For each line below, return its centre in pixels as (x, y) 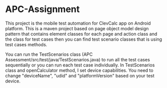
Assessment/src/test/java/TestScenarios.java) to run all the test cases (77, 59)
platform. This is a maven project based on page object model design (77, 28)
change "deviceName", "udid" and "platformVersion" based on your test (80, 75)
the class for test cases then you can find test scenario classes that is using (84, 39)
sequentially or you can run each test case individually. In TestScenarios (80, 65)
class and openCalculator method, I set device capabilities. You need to (79, 70)
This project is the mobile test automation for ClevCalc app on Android (78, 23)
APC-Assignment (43, 9)
